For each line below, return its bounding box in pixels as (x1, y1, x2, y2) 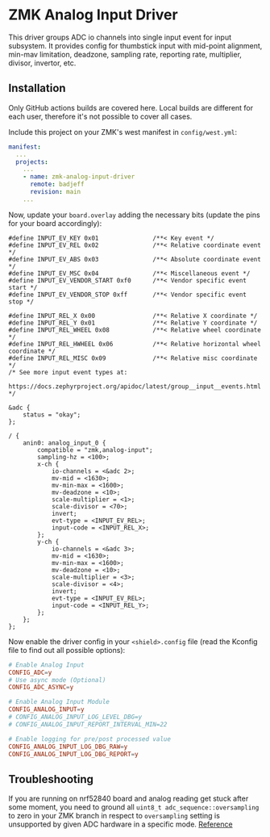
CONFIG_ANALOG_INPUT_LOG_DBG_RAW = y (8, 743, 128, 751)
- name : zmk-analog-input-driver (23, 173, 135, 181)
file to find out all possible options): (8, 645, 126, 655)
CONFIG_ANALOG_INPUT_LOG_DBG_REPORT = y (8, 750, 139, 758)
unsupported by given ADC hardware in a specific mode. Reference (8, 819, 233, 829)
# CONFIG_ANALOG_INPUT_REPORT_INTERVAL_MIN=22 (8, 720, 168, 728)
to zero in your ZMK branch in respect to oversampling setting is (8, 811, 220, 821)
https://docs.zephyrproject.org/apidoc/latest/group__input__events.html (8, 382, 262, 391)
